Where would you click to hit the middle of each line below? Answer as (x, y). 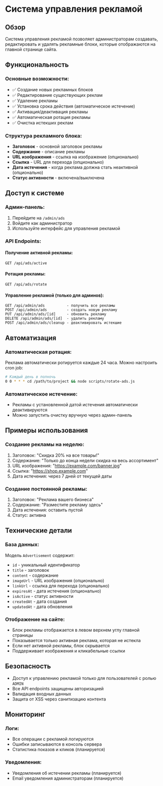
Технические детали (39, 531)
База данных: (22, 545)
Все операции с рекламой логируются (53, 739)
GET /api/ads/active (26, 263)
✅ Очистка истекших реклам (43, 123)
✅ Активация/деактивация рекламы (50, 112)
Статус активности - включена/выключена (58, 177)
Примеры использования (47, 431)
